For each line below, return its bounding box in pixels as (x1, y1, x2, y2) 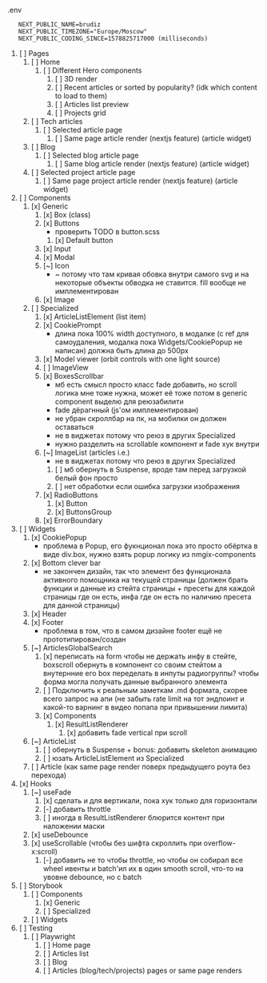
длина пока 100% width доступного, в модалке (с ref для (54, 329, 249, 338)
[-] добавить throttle (42, 805, 111, 814)
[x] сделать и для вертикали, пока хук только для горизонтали (42, 796, 257, 805)
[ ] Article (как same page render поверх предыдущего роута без (30, 762, 251, 771)
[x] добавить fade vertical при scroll (66, 728, 188, 737)
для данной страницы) (42, 601, 121, 610)
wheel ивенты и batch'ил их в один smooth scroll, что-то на (42, 864, 245, 873)
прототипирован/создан (42, 635, 126, 644)
